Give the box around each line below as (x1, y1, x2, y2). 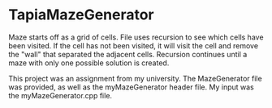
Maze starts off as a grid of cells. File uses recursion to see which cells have (8, 32, 264, 42)
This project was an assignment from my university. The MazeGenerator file (8, 73, 262, 83)
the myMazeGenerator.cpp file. (8, 90, 112, 100)
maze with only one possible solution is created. (8, 58, 170, 68)
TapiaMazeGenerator (8, 6, 154, 24)
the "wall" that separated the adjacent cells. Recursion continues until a (8, 49, 248, 59)
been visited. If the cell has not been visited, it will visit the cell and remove (8, 40, 258, 50)
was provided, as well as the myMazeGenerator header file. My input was (8, 82, 254, 92)
